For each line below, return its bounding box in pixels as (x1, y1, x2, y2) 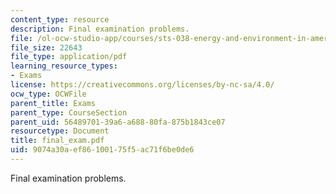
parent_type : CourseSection (10, 107, 128, 118)
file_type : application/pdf (10, 52, 128, 62)
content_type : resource (10, 14, 110, 25)
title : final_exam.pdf (10, 136, 105, 146)
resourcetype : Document (10, 126, 110, 136)
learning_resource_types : (10, 61, 118, 71)
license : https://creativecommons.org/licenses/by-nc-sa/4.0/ (10, 80, 275, 90)
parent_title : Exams (10, 98, 97, 108)
